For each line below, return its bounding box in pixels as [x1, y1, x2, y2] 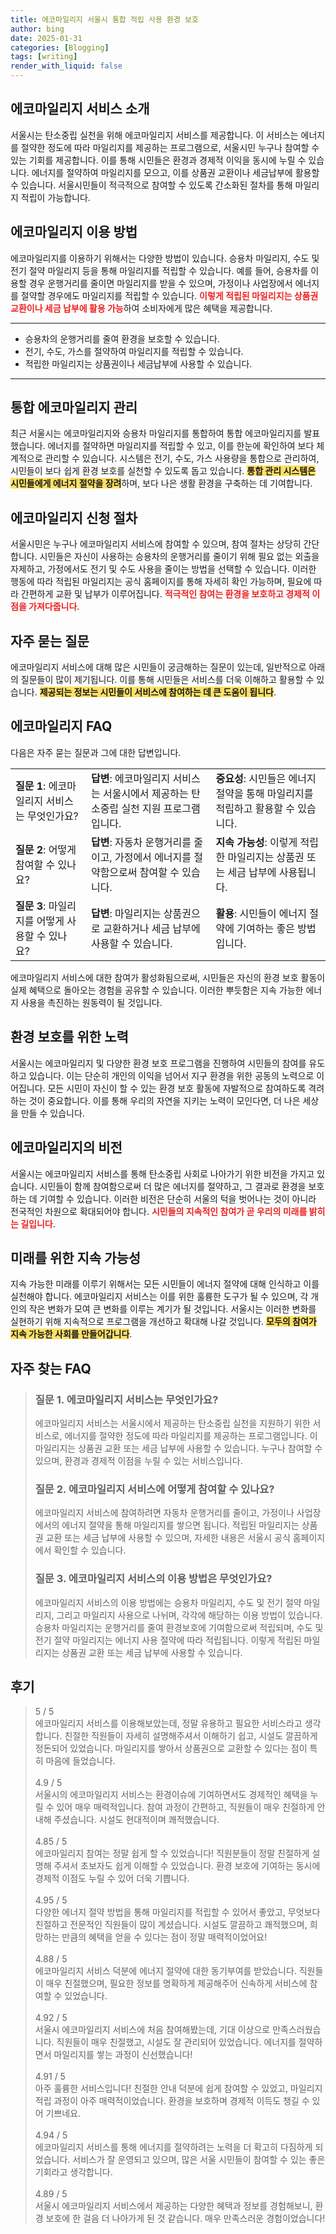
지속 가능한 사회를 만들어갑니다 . [10, 1328, 133, 1340]
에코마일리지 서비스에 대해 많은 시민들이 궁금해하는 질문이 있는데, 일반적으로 [10, 661, 307, 673]
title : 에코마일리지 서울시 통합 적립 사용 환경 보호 [10, 14, 199, 25]
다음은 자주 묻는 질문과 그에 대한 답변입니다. [10, 746, 182, 758]
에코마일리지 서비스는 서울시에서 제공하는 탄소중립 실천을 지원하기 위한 [34, 1417, 311, 1429]
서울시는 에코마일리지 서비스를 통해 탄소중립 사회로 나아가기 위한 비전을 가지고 [10, 1167, 315, 1180]
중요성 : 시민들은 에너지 [215, 771, 317, 785]
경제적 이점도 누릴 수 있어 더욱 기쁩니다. [34, 1872, 190, 1885]
